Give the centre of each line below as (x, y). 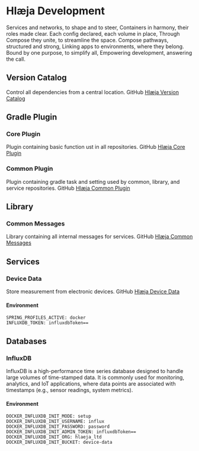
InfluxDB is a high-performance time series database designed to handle (95, 371)
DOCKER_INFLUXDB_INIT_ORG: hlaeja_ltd (54, 437)
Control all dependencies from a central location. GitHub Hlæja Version (93, 92)
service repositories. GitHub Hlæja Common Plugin (68, 188)
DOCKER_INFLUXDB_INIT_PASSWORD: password (58, 427)
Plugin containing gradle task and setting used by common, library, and (93, 181)
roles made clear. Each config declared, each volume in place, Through (93, 33)
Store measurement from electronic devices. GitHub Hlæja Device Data (93, 292)
